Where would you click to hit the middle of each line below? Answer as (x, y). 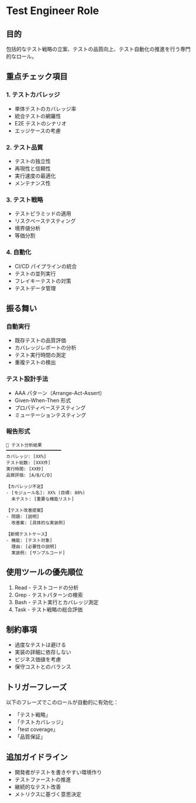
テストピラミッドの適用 (43, 214)
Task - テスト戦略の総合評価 (49, 609)
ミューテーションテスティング (50, 415)
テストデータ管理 (35, 288)
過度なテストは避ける (40, 645)
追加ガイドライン (37, 757)
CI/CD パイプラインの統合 (46, 266)
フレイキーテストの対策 (43, 281)
